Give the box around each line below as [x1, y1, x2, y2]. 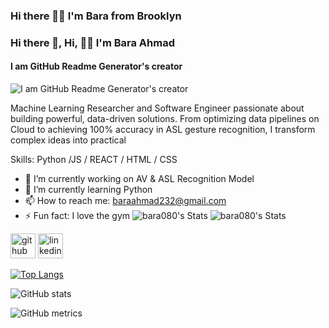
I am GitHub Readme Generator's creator [10, 60, 183, 73]
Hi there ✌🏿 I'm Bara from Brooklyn [10, 9, 182, 23]
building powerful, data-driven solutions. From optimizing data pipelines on [10, 113, 320, 125]
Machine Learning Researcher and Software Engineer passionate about [10, 102, 305, 114]
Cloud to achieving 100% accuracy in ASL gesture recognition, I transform [10, 124, 316, 136]
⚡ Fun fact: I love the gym [24, 210, 131, 222]
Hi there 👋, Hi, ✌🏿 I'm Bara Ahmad [10, 35, 175, 49]
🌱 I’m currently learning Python [24, 184, 153, 196]
